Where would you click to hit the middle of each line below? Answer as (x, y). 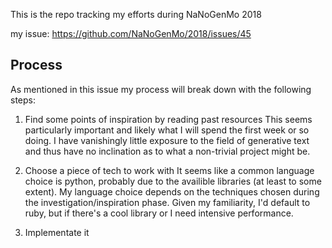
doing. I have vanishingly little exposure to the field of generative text (167, 140)
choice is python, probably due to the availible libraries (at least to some (173, 181)
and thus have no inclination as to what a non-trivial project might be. (167, 151)
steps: (23, 100)
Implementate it (57, 232)
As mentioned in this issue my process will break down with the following (161, 89)
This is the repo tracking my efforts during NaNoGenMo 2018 (136, 14)
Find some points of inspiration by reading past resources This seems (168, 119)
